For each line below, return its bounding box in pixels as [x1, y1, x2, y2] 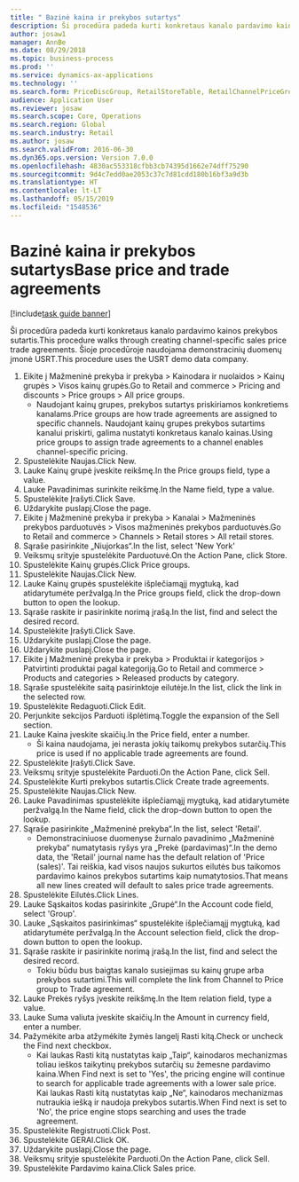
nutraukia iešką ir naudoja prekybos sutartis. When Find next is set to [35, 1097, 287, 1107]
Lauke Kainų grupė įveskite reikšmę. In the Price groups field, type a [22, 465, 271, 476]
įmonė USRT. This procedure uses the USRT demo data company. [10, 353, 249, 364]
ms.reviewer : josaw [10, 104, 83, 113]
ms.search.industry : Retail [10, 129, 114, 138]
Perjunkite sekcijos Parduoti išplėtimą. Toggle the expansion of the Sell [22, 710, 279, 721]
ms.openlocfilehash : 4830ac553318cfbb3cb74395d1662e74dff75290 [10, 162, 249, 170]
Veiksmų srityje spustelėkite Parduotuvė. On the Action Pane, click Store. [22, 549, 287, 560]
